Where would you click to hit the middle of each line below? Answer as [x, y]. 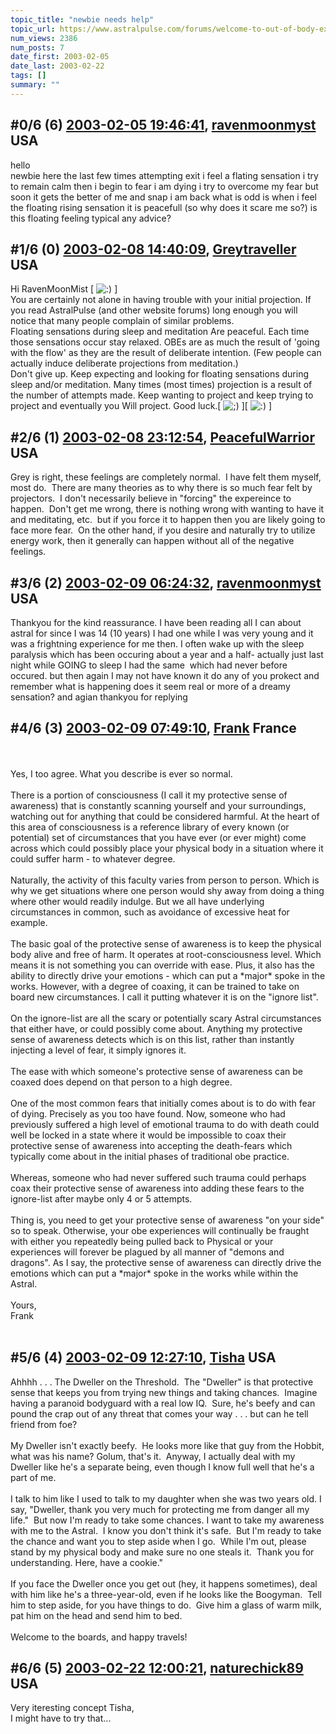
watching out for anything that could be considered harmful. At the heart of [165, 816]
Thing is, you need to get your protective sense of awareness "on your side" [167, 1220]
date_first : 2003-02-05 [60, 57]
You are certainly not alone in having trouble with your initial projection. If [161, 300]
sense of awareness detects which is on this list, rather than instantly [152, 1039]
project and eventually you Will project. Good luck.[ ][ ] [141, 406]
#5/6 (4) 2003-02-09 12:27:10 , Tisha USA [143, 1357]
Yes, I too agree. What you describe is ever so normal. [121, 773]
